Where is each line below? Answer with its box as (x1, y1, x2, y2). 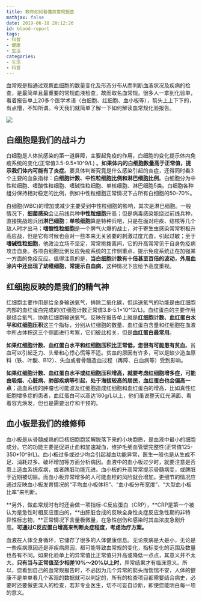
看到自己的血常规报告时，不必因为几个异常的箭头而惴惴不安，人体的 (22, 566, 191, 574)
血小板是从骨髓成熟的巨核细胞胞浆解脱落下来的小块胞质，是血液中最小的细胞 (6, 436, 196, 443)
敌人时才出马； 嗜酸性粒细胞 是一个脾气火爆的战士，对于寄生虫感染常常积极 (6, 225, 191, 232)
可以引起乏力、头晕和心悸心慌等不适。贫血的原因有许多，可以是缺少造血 (11, 349, 191, 356)
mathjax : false (6, 14, 44, 20)
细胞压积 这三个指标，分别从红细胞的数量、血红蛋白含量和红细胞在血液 (22, 321, 196, 328)
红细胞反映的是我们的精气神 (6, 282, 109, 292)
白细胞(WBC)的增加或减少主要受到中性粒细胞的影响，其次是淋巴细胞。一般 (6, 202, 191, 210)
